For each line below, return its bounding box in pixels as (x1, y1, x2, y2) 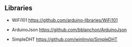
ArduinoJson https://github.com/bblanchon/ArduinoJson (11, 27, 127, 33)
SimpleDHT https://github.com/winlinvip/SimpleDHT (11, 36, 118, 42)
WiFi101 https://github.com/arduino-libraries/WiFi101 (11, 17, 118, 23)
